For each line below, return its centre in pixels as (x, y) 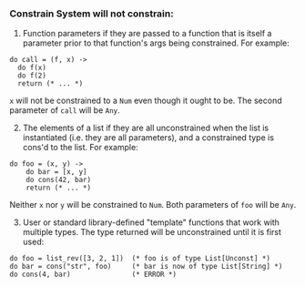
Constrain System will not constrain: (92, 14)
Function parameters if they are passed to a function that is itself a (147, 34)
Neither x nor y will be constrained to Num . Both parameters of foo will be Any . (153, 205)
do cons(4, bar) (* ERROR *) (93, 275)
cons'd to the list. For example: (80, 148)
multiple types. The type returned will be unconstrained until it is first (152, 232)
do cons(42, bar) (59, 180)
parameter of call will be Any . (65, 110)
